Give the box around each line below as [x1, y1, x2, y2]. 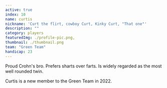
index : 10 [5, 12, 26, 17]
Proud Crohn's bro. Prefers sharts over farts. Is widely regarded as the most [5, 63, 162, 69]
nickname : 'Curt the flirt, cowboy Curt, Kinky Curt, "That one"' [5, 21, 147, 26]
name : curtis [5, 16, 33, 21]
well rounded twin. [5, 68, 44, 74]
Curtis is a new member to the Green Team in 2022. [5, 78, 112, 84]
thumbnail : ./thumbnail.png [5, 40, 64, 45]
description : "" [5, 26, 39, 31]
